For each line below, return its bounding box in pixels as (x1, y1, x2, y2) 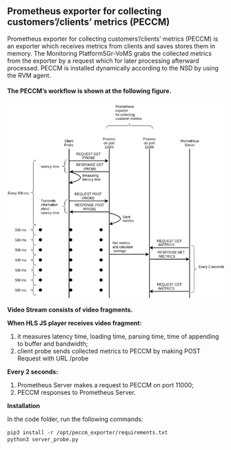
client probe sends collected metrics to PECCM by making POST (17, 347, 201, 355)
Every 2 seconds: (7, 367, 59, 376)
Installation (7, 401, 40, 409)
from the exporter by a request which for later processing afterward (7, 57, 199, 65)
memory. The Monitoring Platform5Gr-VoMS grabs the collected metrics (7, 49, 212, 57)
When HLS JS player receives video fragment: (7, 318, 142, 327)
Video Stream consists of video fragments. (7, 305, 133, 314)
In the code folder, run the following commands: (7, 415, 143, 423)
